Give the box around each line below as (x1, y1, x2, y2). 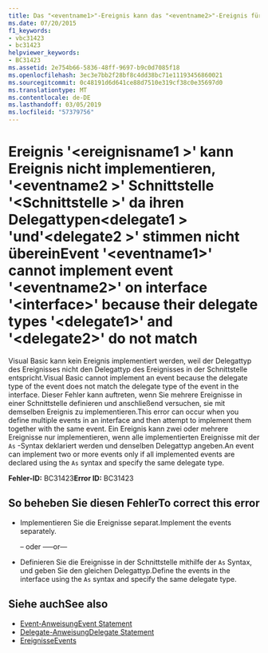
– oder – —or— (19, 541, 68, 551)
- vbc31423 (8, 34, 45, 42)
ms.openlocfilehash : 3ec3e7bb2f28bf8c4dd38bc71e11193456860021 (8, 71, 223, 79)
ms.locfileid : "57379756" (8, 109, 94, 117)
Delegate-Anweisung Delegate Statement (19, 627, 155, 636)
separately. (19, 526, 57, 536)
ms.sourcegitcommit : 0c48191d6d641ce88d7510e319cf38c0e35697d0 (8, 78, 223, 86)
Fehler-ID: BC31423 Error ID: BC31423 (8, 473, 134, 483)
